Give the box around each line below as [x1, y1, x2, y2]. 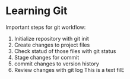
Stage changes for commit [14, 54, 80, 61]
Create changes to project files [14, 41, 90, 48]
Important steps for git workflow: [5, 24, 86, 31]
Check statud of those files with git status [14, 47, 116, 54]
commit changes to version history [14, 60, 99, 67]
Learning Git [5, 4, 68, 18]
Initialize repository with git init [14, 35, 90, 42]
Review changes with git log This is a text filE [14, 66, 125, 73]
